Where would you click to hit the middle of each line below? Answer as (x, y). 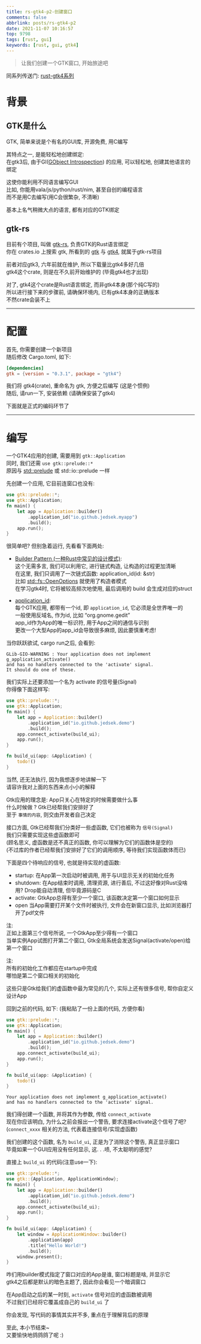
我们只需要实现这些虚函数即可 (43, 835)
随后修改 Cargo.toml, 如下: (39, 356)
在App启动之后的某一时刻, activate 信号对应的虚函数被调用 (79, 1295)
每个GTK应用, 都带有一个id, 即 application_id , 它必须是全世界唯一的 (99, 608)
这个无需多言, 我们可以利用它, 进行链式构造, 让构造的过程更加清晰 (95, 566)
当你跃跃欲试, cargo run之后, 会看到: (51, 643)
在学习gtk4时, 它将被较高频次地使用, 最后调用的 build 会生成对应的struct (103, 589)
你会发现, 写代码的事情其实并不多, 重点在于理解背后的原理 (77, 1315)
